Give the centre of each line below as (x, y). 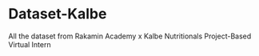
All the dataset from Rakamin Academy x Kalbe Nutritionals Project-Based (130, 36)
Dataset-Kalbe (58, 14)
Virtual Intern (30, 44)
